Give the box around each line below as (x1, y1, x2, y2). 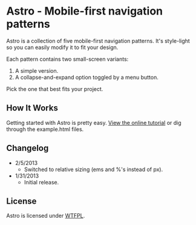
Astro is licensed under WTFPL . (6, 212, 85, 220)
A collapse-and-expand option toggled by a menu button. (15, 73, 158, 81)
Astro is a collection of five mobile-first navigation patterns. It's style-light (6, 37, 191, 44)
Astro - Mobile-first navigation (6, 4, 163, 18)
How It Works (6, 103, 59, 113)
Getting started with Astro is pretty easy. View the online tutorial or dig (6, 119, 181, 126)
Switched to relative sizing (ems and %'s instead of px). (24, 166, 163, 173)
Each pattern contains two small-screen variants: (6, 55, 129, 62)
